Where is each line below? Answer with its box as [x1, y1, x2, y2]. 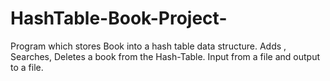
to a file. [10, 61, 44, 73]
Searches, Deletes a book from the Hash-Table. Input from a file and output [10, 50, 320, 62]
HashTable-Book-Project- [10, 7, 228, 30]
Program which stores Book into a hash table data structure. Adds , [10, 40, 287, 52]
